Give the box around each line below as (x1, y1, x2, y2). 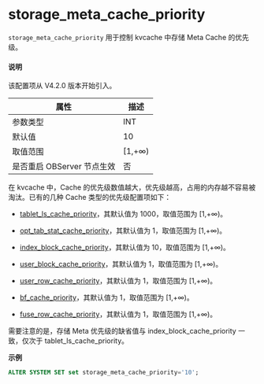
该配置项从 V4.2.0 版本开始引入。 (8, 81, 117, 90)
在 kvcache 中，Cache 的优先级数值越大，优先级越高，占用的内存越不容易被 (8, 183, 256, 192)
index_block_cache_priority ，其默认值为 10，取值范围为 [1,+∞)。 (19, 242, 231, 253)
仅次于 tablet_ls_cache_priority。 (21, 336, 128, 345)
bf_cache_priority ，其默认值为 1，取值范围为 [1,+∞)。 (19, 293, 195, 302)
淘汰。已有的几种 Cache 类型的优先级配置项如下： (8, 193, 172, 202)
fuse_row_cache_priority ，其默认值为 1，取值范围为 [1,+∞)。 (19, 309, 218, 319)
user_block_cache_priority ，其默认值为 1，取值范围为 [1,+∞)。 (19, 260, 223, 269)
